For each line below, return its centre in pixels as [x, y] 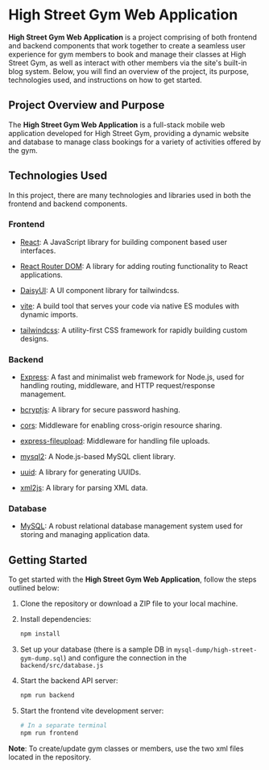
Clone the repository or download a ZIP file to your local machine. [129, 604]
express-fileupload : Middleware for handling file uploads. [115, 441]
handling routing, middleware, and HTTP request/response [118, 386]
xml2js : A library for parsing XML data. [84, 488]
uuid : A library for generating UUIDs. [81, 472]
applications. [41, 275]
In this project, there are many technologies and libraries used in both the [130, 195]
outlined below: [34, 588]
